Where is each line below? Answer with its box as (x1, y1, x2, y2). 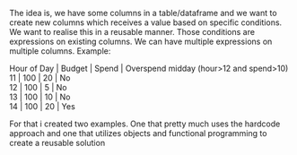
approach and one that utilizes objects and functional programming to (9, 128, 267, 138)
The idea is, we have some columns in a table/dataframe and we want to (9, 8, 277, 18)
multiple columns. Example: (9, 46, 111, 56)
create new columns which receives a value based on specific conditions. (9, 17, 283, 28)
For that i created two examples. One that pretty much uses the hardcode (9, 118, 281, 129)
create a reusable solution (9, 138, 106, 148)
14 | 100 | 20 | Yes (9, 101, 76, 111)
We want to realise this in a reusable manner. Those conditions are (9, 27, 256, 37)
